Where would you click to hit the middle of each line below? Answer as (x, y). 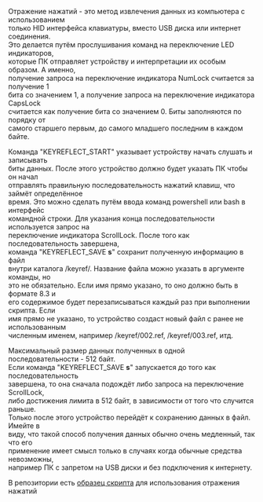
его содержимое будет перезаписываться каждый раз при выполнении (129, 302)
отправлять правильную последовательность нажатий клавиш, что (122, 185)
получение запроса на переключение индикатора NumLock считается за (131, 78)
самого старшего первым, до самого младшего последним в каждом (126, 128)
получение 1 (29, 86)
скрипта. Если (32, 310)
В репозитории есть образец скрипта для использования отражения (124, 483)
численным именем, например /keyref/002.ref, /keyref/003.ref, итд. (121, 335)
